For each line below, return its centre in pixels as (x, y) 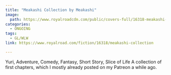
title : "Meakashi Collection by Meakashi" (51, 10)
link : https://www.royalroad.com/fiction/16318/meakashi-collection (79, 43)
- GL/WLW (19, 39)
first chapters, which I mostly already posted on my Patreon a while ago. (81, 67)
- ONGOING (20, 29)
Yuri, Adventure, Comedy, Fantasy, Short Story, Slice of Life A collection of (83, 62)
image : (12, 15)
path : (16, 19)
